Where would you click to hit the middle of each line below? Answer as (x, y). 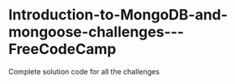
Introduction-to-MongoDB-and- (118, 15)
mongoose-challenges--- (96, 32)
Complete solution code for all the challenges (84, 71)
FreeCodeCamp (62, 49)
